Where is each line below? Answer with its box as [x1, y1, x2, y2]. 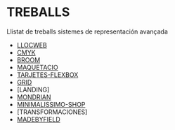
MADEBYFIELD [16, 115, 60, 123]
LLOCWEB [16, 41, 47, 49]
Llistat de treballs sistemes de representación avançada [6, 27, 168, 36]
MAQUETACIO [16, 63, 58, 71]
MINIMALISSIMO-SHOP [16, 100, 86, 108]
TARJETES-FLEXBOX [16, 71, 79, 79]
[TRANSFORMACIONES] [16, 108, 88, 116]
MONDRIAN [16, 92, 51, 101]
